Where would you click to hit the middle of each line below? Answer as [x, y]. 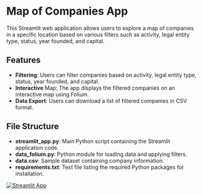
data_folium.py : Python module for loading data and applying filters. [101, 154]
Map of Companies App [67, 11]
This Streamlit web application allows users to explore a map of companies [100, 28]
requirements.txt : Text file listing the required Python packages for [99, 167]
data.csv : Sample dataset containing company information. [89, 160]
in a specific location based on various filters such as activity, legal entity [98, 34]
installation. [30, 173]
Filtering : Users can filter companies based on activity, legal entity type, [106, 75]
